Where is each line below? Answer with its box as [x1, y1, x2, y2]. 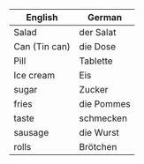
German [87, 11, 123, 23]
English [26, 11, 58, 23]
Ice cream [13, 70, 56, 81]
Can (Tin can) [13, 41, 71, 52]
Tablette [79, 55, 113, 67]
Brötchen [79, 141, 117, 153]
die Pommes [79, 98, 131, 109]
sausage [13, 127, 49, 138]
